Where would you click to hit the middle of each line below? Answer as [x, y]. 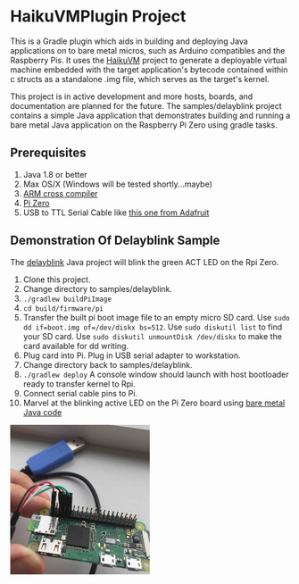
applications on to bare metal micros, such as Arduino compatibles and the [148, 50]
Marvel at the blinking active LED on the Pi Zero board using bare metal [154, 403]
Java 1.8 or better [55, 174]
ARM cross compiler [60, 193]
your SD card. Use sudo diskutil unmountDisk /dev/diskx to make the [152, 336]
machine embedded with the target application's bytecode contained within [149, 70]
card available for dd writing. [75, 346]
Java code [42, 412]
